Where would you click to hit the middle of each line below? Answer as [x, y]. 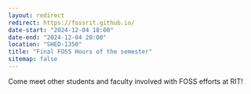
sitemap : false [33, 60]
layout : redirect [36, 15]
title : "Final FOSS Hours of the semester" [80, 52]
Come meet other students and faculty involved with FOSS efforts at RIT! [125, 81]
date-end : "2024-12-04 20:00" [58, 37]
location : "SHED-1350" [45, 45]
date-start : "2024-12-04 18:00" [61, 30]
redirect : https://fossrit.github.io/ [71, 23]
